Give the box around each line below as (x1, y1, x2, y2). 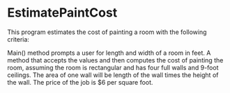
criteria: (7, 35, 30, 43)
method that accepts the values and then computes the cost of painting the (7, 56, 224, 64)
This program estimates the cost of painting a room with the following (7, 28, 207, 36)
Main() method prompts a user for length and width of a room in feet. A (7, 49, 211, 57)
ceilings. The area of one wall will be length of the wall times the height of (7, 71, 219, 79)
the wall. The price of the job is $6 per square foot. (7, 78, 153, 86)
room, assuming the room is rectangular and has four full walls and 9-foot (7, 63, 219, 71)
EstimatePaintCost (7, 5, 118, 21)
